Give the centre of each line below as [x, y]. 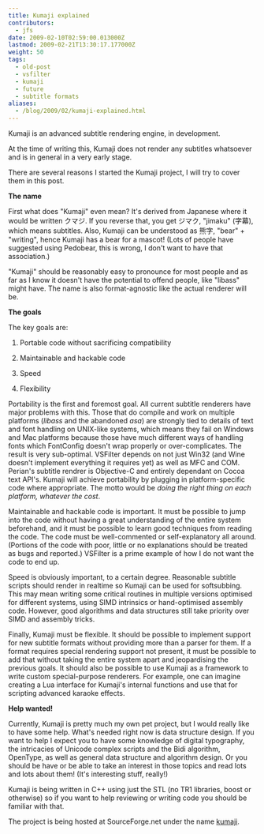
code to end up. [34, 562]
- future [30, 89]
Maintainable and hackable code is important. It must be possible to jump [127, 511]
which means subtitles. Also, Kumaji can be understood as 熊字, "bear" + [126, 231]
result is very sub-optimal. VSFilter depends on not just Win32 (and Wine [127, 454]
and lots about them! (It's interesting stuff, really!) [88, 774]
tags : [17, 60]
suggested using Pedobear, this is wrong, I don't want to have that [115, 248]
